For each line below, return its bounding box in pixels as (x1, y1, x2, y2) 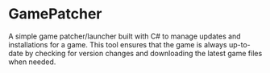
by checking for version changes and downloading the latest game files (24, 48, 263, 58)
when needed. (8, 57, 56, 67)
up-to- (228, 39, 251, 49)
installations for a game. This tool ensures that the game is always (8, 39, 227, 49)
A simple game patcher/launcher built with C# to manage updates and (8, 31, 241, 41)
